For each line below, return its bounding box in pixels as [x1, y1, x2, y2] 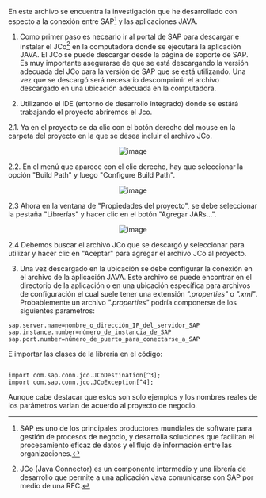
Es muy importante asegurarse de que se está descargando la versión [19, 59, 249, 68]
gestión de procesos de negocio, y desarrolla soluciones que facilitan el [19, 432, 255, 442]
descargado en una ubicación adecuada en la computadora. [19, 83, 217, 94]
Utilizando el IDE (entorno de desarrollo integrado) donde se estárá [19, 99, 239, 109]
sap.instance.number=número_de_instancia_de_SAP [8, 328, 172, 336]
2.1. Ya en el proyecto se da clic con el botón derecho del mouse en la [8, 123, 236, 132]
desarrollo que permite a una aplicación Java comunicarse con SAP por [19, 473, 254, 482]
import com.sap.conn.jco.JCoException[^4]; [8, 378, 154, 387]
